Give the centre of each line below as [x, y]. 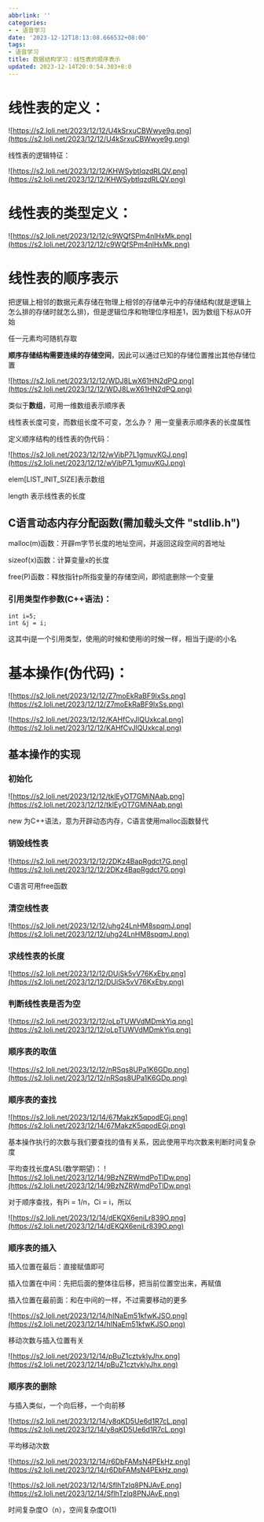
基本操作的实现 [44, 754]
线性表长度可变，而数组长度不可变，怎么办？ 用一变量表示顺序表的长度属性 [130, 421]
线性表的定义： [57, 108]
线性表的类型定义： [70, 213]
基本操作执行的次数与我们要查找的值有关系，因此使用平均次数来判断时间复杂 [132, 1142]
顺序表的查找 [33, 1100]
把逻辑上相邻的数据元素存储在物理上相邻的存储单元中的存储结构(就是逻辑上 [130, 302]
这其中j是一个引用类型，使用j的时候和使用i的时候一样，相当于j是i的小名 [123, 638]
